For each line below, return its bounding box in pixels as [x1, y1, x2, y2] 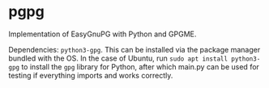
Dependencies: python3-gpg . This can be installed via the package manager [8, 44, 261, 54]
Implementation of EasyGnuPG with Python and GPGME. [8, 29, 197, 39]
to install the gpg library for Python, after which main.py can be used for [21, 61, 259, 71]
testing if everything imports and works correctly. [8, 70, 173, 80]
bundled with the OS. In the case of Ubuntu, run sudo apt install [8, 53, 228, 63]
